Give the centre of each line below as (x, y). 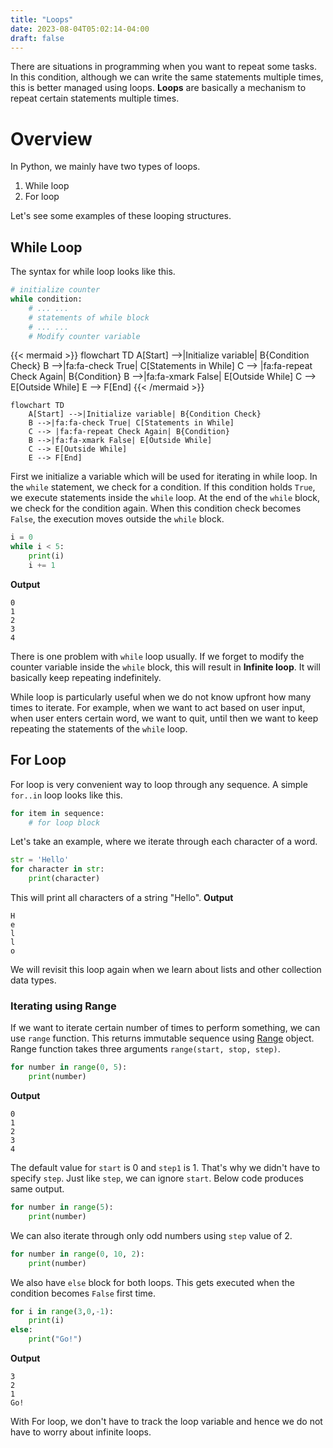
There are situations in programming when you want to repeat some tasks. (163, 67)
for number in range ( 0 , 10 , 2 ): (77, 1254)
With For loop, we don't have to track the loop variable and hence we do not (166, 1422)
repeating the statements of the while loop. (99, 728)
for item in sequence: (57, 813)
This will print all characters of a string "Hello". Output (122, 898)
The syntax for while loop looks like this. (93, 272)
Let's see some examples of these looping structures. (121, 216)
